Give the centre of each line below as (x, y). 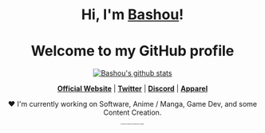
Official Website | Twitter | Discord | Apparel (132, 88)
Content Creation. (132, 112)
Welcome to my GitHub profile (132, 51)
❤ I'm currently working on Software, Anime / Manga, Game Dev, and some (132, 104)
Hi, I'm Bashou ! (132, 15)
